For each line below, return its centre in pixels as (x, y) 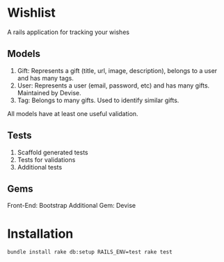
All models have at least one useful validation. (73, 113)
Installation (40, 234)
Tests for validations (46, 159)
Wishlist (31, 13)
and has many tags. (46, 78)
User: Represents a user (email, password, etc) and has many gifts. (113, 85)
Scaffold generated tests (53, 152)
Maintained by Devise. (49, 92)
